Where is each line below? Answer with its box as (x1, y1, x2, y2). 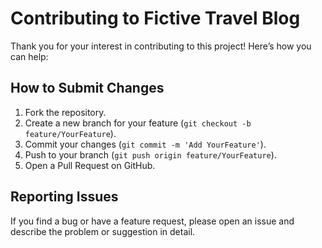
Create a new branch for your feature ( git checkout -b (24, 117, 252, 129)
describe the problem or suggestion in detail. (10, 225, 196, 237)
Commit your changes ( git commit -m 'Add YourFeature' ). (24, 138, 267, 150)
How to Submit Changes (10, 80, 165, 97)
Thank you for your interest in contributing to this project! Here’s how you (10, 40, 312, 52)
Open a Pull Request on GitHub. (24, 159, 156, 171)
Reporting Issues (10, 188, 119, 206)
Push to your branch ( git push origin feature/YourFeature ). (24, 148, 277, 161)
